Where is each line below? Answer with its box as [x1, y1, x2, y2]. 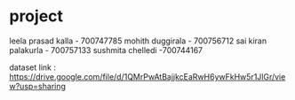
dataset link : [9, 62, 56, 73]
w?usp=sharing [9, 81, 67, 91]
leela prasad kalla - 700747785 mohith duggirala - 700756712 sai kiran [9, 35, 267, 46]
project [9, 6, 64, 27]
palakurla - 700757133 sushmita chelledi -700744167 [9, 44, 203, 55]
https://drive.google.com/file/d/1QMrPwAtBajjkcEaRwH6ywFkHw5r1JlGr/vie [9, 71, 286, 81]
